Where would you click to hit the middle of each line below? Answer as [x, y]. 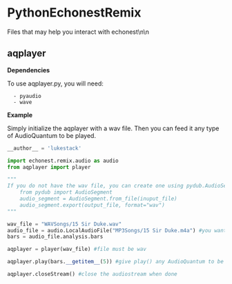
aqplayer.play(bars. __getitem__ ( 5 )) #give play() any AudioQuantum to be [116, 262]
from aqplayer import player [49, 167]
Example [20, 114]
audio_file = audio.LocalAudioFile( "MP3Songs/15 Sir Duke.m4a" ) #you [109, 230]
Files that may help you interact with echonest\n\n [78, 32]
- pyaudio [27, 96]
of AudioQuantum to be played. [52, 135]
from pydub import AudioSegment [66, 192]
